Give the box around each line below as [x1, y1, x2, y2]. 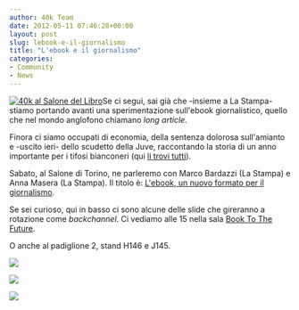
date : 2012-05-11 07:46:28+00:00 [9, 21, 134, 30]
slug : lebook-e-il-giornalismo [9, 37, 126, 47]
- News [9, 71, 34, 80]
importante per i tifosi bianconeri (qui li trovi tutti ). [9, 151, 192, 161]
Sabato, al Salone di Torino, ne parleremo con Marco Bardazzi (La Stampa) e [9, 167, 291, 178]
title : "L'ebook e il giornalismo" [9, 46, 142, 55]
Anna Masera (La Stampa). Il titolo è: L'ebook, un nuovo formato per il [9, 177, 265, 188]
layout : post [9, 29, 58, 38]
